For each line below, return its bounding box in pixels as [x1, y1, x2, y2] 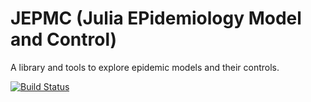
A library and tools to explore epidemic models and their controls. [10, 61, 280, 73]
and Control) [10, 28, 118, 51]
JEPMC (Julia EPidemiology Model [10, 7, 302, 30]
